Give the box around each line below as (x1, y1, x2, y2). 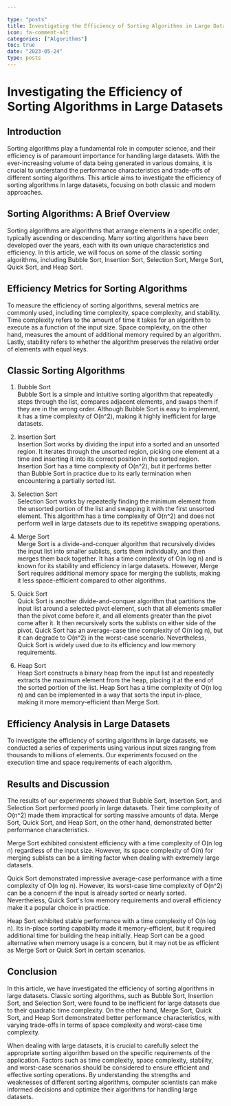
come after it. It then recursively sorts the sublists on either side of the (16, 619, 217, 627)
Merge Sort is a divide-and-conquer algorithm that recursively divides (16, 540, 215, 548)
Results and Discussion (7, 778, 110, 790)
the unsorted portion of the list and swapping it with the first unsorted (16, 505, 214, 513)
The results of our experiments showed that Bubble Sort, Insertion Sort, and (7, 796, 222, 805)
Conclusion (7, 966, 58, 977)
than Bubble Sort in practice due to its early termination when (16, 469, 191, 478)
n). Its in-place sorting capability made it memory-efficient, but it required (7, 924, 216, 932)
